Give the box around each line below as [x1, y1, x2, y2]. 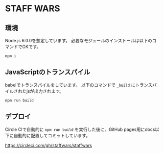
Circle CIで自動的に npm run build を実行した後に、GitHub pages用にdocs [5, 126, 155, 132]
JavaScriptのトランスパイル [5, 68, 91, 76]
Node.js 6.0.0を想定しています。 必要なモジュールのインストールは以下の [5, 38, 153, 43]
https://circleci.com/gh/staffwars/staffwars [5, 142, 92, 148]
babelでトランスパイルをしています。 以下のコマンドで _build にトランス [5, 82, 153, 88]
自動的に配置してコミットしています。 [13, 132, 91, 138]
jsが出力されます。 [26, 88, 64, 94]
